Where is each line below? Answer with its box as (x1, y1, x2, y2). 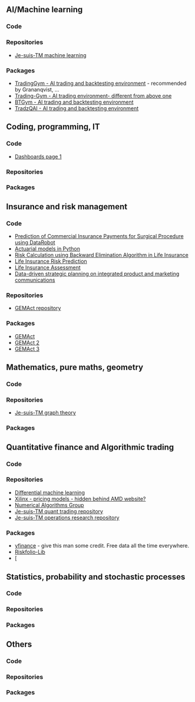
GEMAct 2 (14, 339, 40, 346)
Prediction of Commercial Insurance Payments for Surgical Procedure (14, 233, 184, 240)
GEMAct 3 (14, 345, 40, 352)
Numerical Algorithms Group (14, 501, 84, 509)
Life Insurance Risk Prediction (14, 258, 87, 265)
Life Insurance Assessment (14, 264, 81, 271)
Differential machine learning (14, 489, 85, 496)
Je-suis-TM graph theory (14, 409, 77, 416)
